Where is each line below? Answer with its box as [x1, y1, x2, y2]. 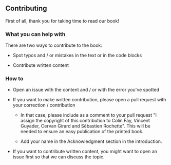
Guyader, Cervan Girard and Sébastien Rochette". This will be [20, 123, 150, 129]
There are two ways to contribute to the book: [5, 42, 103, 48]
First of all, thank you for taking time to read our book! [5, 17, 120, 24]
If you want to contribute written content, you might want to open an [12, 149, 158, 155]
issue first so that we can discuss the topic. [12, 154, 105, 160]
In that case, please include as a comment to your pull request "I [20, 112, 157, 118]
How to [5, 75, 24, 82]
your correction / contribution [12, 102, 75, 108]
